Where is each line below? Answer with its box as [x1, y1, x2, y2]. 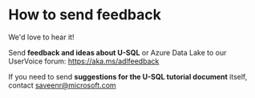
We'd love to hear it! [8, 32, 75, 42]
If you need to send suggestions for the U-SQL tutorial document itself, [8, 71, 248, 81]
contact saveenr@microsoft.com [8, 80, 116, 90]
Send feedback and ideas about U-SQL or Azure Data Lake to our [8, 47, 227, 57]
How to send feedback [8, 6, 162, 24]
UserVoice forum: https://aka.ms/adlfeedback [8, 56, 160, 66]
